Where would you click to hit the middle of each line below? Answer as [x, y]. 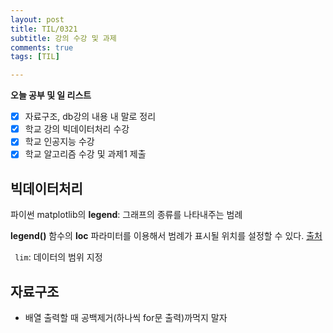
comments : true [42, 47]
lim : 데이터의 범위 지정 [58, 257]
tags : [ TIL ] [35, 57]
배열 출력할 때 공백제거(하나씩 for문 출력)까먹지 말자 [126, 317]
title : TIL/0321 [44, 29]
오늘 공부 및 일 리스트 [51, 95]
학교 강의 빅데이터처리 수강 [77, 129]
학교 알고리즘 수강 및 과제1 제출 [85, 154]
